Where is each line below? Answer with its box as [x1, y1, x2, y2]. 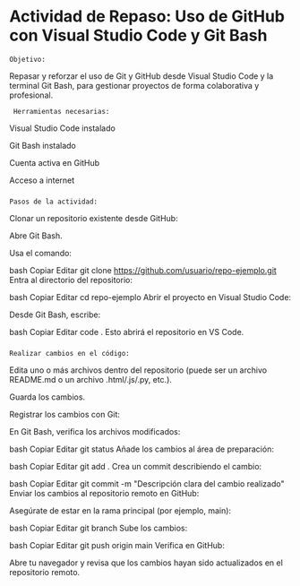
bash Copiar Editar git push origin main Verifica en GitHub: [9, 539, 226, 550]
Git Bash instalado [9, 140, 76, 151]
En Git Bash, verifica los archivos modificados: [9, 426, 181, 436]
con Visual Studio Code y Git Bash [9, 25, 268, 46]
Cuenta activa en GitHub [9, 157, 100, 168]
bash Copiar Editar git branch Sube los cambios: [9, 522, 188, 533]
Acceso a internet [9, 175, 75, 185]
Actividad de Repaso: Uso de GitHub [9, 6, 285, 27]
